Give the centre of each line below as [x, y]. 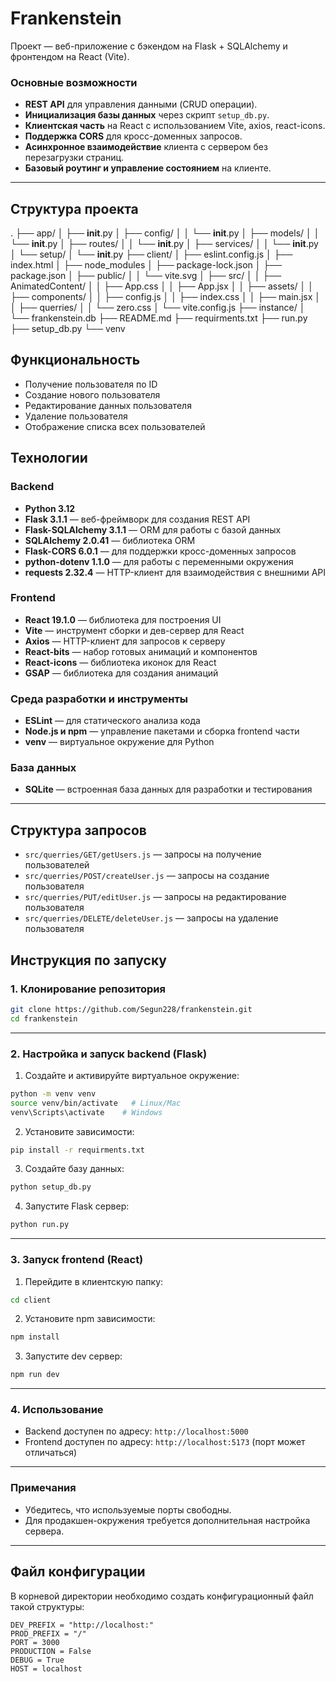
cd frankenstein [44, 1018]
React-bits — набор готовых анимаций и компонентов [141, 651]
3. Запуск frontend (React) [77, 1260]
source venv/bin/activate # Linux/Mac [96, 1103]
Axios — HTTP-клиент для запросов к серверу [125, 641]
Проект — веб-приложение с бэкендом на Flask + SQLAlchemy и [149, 46]
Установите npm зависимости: [90, 1319]
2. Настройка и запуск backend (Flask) [109, 1054]
